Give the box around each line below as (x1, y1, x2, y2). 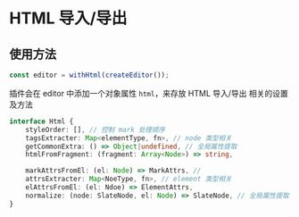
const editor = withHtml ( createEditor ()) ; (9, 71, 170, 79)
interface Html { (9, 117, 74, 126)
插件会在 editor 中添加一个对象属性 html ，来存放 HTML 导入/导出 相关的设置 (9, 88, 288, 98)
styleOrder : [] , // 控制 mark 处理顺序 (25, 125, 166, 134)
